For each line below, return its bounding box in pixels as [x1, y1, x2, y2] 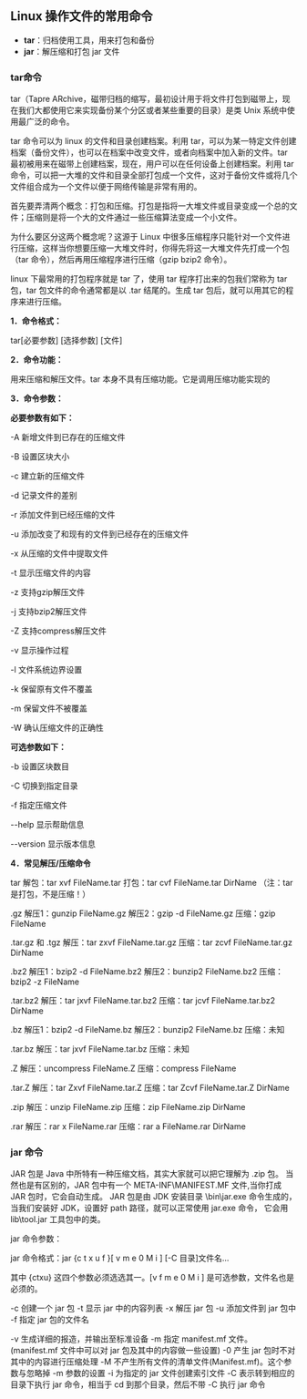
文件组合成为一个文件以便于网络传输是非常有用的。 [10, 181, 202, 192]
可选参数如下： [10, 742, 67, 753]
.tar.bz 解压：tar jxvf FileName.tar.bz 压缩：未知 [10, 1044, 190, 1054]
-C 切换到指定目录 [10, 780, 78, 791]
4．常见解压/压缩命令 [10, 858, 91, 869]
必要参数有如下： [10, 413, 75, 424]
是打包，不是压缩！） [10, 889, 90, 900]
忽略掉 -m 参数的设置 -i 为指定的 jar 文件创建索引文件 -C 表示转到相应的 [26, 1368, 295, 1379]
